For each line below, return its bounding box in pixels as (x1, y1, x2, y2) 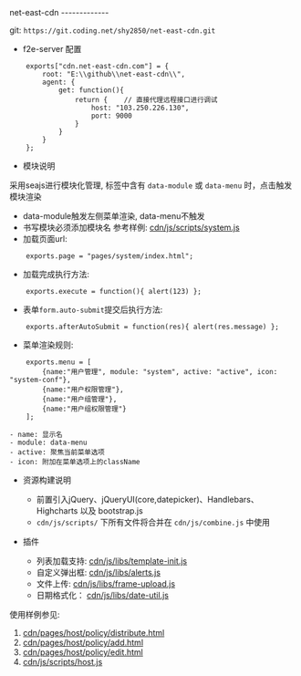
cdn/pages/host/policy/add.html (22, 637, 144, 648)
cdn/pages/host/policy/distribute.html (22, 628, 165, 638)
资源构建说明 (22, 474, 71, 485)
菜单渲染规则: (22, 339, 74, 350)
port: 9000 (90, 111, 132, 120)
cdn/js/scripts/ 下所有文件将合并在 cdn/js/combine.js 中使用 (36, 517, 271, 527)
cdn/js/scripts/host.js (22, 657, 103, 667)
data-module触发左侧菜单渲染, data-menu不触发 (22, 211, 205, 221)
